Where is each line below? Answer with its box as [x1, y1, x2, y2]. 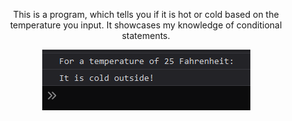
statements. [121, 30, 171, 41]
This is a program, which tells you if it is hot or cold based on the [12, 9, 280, 20]
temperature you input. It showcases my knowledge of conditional [9, 19, 283, 31]
